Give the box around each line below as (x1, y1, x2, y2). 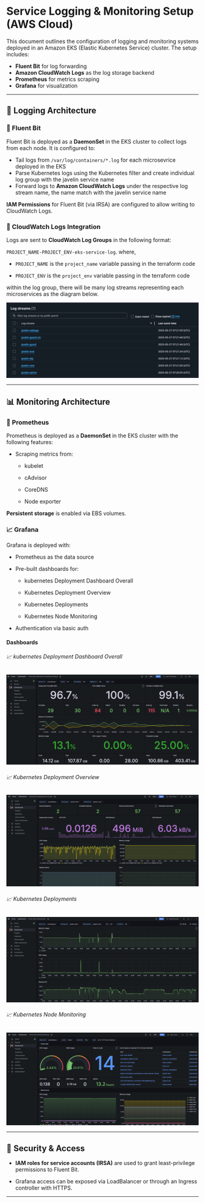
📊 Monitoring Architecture (6, 396, 110, 407)
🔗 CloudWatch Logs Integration (6, 222, 101, 231)
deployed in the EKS (15, 162, 67, 170)
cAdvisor (24, 473, 47, 481)
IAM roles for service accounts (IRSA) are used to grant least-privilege (15, 1160, 195, 1167)
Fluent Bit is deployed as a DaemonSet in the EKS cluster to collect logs (6, 138, 187, 145)
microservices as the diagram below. (6, 290, 99, 298)
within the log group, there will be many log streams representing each (6, 284, 184, 291)
